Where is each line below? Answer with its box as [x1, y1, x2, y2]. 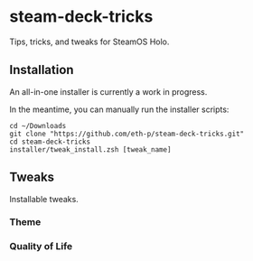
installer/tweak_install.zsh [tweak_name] [9, 144, 172, 154]
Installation [9, 62, 74, 78]
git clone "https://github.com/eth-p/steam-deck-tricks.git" [9, 129, 245, 138]
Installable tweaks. [9, 193, 79, 204]
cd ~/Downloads [9, 121, 67, 130]
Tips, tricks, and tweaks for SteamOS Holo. [9, 36, 170, 47]
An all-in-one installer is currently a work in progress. [9, 86, 208, 97]
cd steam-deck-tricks [9, 137, 91, 146]
